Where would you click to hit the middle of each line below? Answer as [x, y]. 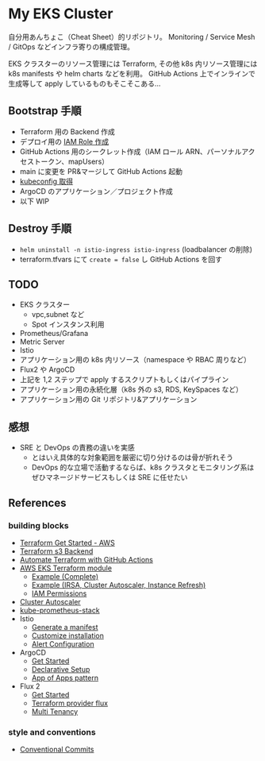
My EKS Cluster [61, 14]
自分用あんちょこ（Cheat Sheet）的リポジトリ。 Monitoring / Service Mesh [132, 37]
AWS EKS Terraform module [66, 568]
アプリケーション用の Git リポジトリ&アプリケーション [108, 400]
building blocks [38, 525]
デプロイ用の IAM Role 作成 [64, 141]
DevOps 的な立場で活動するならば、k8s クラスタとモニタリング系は [143, 467]
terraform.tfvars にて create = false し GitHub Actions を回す [121, 259]
